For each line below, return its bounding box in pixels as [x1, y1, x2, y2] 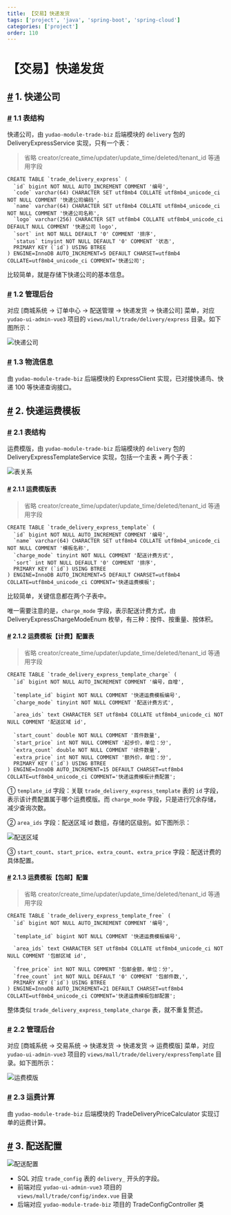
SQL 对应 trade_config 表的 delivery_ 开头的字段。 [17, 1174, 163, 1183]
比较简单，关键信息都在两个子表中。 [7, 592, 110, 600]
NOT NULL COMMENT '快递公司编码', [7, 197, 100, 204]
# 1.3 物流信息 [7, 357, 54, 367]
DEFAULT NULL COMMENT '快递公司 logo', [7, 224, 118, 231]
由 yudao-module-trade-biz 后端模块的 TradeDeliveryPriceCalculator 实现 [7, 1109, 214, 1118]
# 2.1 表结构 [7, 427, 46, 437]
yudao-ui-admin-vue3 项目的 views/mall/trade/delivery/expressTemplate [7, 1050, 214, 1058]
